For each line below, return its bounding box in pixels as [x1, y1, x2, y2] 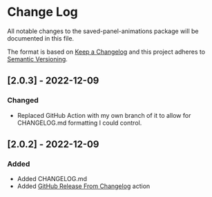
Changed [7, 96, 39, 105]
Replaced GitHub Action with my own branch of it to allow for [17, 111, 191, 119]
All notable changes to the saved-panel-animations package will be [7, 27, 199, 35]
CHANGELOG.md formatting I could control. [17, 118, 142, 127]
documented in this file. [7, 34, 75, 42]
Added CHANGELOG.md [17, 175, 88, 183]
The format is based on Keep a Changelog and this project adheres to [7, 48, 206, 56]
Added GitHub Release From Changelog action [17, 182, 151, 190]
